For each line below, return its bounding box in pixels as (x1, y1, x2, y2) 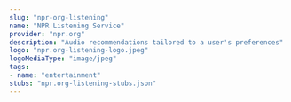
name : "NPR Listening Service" (9, 21, 125, 30)
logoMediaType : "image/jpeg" (9, 54, 117, 63)
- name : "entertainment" (9, 71, 101, 80)
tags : (9, 63, 29, 72)
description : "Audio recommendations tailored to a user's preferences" (9, 37, 284, 47)
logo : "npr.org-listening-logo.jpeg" (9, 46, 149, 55)
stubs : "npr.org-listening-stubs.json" (9, 79, 157, 88)
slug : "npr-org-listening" (9, 12, 109, 22)
